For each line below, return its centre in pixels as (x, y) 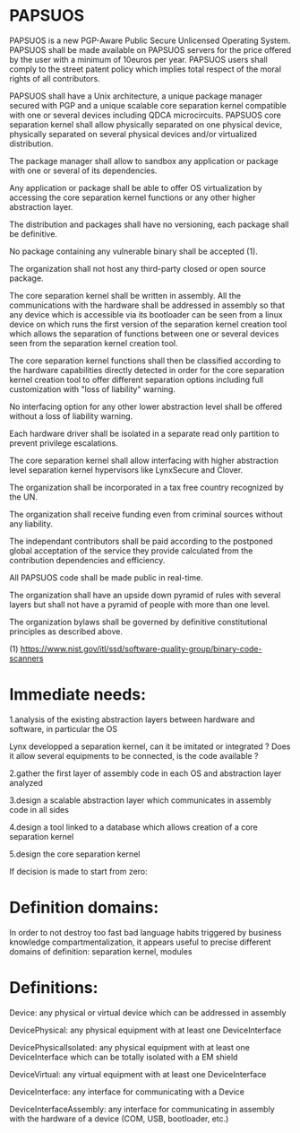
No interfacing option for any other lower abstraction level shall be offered (146, 406)
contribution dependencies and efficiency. (87, 560)
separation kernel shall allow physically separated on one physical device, (146, 124)
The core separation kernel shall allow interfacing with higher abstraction (144, 460)
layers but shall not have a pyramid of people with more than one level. (140, 604)
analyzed (26, 782)
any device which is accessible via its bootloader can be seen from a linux (146, 314)
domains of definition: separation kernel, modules (101, 951)
